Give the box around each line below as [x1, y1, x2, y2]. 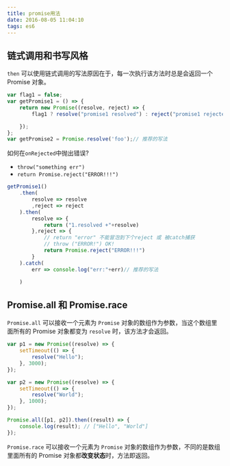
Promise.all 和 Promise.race [7, 299, 128, 310]
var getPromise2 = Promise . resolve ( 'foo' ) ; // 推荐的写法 [7, 136, 168, 143]
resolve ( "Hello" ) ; [31, 354, 84, 360]
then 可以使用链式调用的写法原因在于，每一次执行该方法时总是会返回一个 [7, 69, 214, 77]
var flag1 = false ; [7, 92, 63, 99]
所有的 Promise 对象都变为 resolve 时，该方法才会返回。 [12, 327, 172, 336]
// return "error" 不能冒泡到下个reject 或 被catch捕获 [43, 234, 195, 241]
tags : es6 [7, 23, 36, 29]
